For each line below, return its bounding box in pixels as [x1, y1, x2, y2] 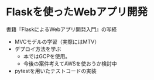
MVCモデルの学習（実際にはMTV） [14, 38, 100, 45]
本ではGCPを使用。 [23, 53, 71, 60]
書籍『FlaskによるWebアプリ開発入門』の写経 [6, 26, 117, 33]
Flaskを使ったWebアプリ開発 [6, 5, 148, 19]
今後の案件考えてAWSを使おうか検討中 [23, 60, 117, 67]
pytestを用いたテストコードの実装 [14, 67, 97, 74]
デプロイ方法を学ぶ [14, 45, 61, 53]
